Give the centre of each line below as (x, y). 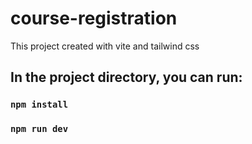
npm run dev (39, 129)
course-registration (94, 18)
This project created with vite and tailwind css (105, 46)
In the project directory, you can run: (126, 77)
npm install (39, 105)
